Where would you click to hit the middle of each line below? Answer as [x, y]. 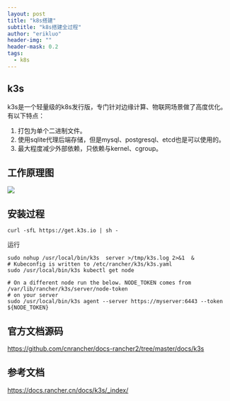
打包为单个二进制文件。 [52, 130]
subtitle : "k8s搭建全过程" [44, 27]
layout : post [27, 14]
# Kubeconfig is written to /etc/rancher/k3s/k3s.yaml [90, 264]
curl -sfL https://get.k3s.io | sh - [63, 231]
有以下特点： [26, 115]
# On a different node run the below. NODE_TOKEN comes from [99, 283]
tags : [15, 54]
